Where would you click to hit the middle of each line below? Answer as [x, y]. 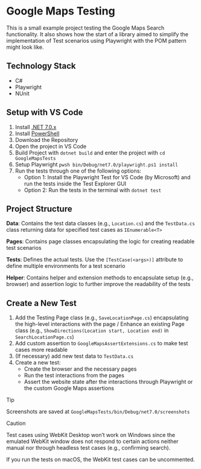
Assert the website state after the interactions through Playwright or [108, 382]
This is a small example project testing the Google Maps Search [85, 28]
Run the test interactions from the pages [74, 375]
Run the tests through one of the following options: [78, 171]
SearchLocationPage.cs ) [44, 337]
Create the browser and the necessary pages [80, 369]
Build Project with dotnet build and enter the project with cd [90, 153]
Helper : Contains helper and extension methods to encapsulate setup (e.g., [100, 278]
